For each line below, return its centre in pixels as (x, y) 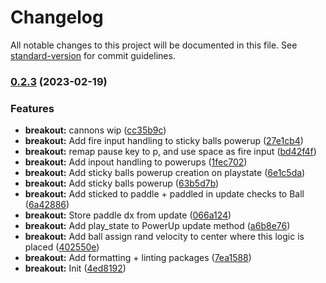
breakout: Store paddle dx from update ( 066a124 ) (128, 215)
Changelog (57, 17)
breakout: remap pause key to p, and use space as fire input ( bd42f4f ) (170, 152)
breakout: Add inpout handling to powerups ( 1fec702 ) (136, 162)
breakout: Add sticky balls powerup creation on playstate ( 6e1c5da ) (165, 173)
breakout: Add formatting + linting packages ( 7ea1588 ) (138, 258)
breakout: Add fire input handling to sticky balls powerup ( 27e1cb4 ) (164, 141)
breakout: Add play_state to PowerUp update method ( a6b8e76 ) (157, 226)
